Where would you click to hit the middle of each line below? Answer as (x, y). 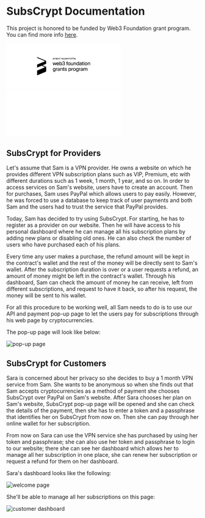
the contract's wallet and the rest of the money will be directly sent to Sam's (102, 263)
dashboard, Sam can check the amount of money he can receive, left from (100, 283)
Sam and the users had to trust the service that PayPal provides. (87, 207)
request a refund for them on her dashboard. (63, 461)
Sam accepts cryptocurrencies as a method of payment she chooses (93, 391)
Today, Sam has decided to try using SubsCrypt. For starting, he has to (95, 219)
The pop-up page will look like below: (53, 332)
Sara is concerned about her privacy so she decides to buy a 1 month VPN (100, 378)
